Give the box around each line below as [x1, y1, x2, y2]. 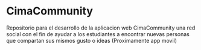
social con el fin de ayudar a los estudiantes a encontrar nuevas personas [6, 30, 190, 37]
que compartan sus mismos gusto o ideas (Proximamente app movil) [6, 37, 177, 44]
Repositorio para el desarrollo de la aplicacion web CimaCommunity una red [6, 24, 196, 31]
